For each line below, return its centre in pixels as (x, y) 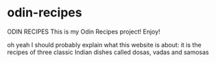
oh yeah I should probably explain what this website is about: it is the (104, 45)
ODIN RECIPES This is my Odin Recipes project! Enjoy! (84, 32)
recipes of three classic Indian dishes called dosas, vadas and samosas (108, 52)
